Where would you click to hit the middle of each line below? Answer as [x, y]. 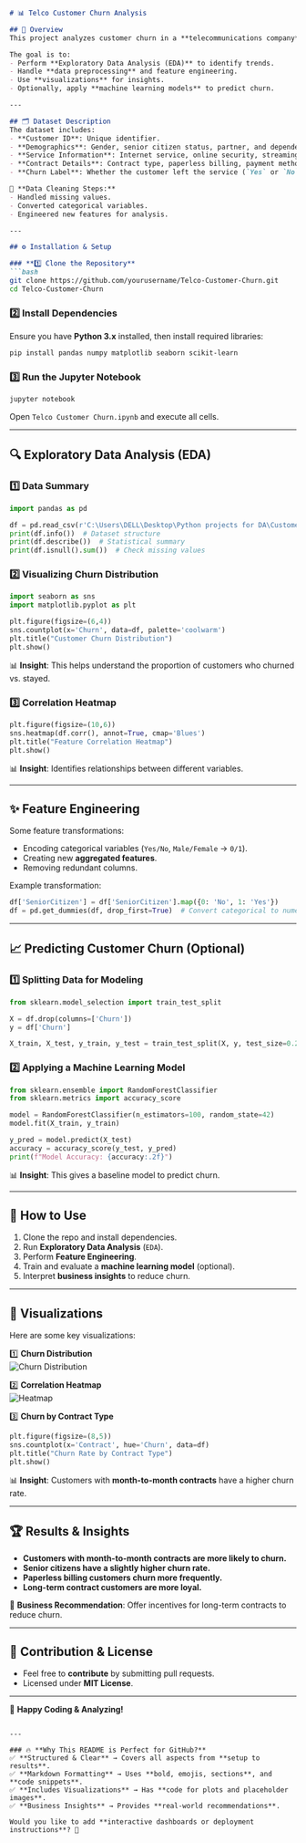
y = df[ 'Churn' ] [40, 1027]
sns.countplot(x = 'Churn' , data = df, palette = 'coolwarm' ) [117, 630]
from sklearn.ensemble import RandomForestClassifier [114, 1090]
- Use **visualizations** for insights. [87, 80]
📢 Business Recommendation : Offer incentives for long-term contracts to [148, 1605]
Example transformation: [56, 886]
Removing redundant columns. [80, 868]
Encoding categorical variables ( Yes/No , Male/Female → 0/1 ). [135, 849]
